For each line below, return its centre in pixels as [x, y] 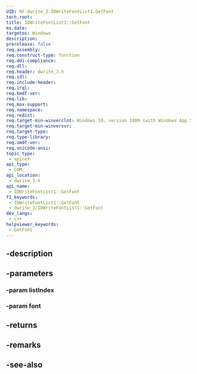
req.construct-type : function [43, 55]
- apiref [19, 159]
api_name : [18, 186]
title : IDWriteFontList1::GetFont [48, 22]
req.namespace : [25, 110]
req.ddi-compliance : [31, 60]
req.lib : [17, 99]
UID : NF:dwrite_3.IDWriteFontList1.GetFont [60, 11]
